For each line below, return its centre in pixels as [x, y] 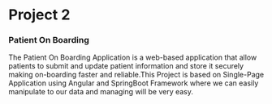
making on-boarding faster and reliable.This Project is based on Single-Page [136, 75]
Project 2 [39, 15]
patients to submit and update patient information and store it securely [126, 66]
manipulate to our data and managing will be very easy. [101, 92]
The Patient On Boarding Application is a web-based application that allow [133, 57]
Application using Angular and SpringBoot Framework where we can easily [134, 83]
